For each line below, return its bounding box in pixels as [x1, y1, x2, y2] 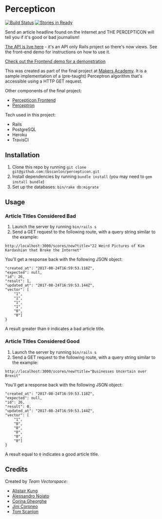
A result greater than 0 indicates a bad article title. [5, 326, 105, 332]
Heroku [12, 131, 27, 137]
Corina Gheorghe [12, 498, 47, 504]
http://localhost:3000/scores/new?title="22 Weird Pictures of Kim [5, 243, 145, 249]
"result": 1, [5, 279, 32, 284]
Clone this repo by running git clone [12, 164, 87, 170]
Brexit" [5, 373, 21, 378]
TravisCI [12, 137, 29, 143]
